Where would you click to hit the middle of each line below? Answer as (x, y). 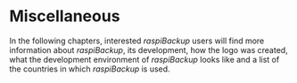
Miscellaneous (65, 16)
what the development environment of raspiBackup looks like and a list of (144, 59)
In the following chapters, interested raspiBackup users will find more (137, 41)
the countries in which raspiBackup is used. (90, 69)
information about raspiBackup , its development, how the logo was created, (148, 49)
